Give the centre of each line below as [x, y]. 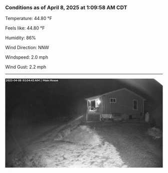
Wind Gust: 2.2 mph [26, 67]
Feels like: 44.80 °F [25, 28]
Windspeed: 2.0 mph [27, 57]
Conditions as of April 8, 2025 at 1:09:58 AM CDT [66, 8]
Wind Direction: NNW [27, 48]
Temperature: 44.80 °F [29, 19]
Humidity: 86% [21, 38]
